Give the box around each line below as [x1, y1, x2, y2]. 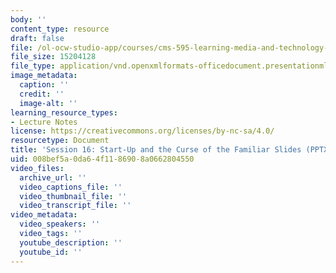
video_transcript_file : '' [19, 201, 132, 211]
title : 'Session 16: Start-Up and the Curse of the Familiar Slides [10, 145, 302, 155]
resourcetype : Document [10, 136, 110, 146]
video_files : [10, 163, 65, 173]
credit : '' [19, 89, 65, 99]
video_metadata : [10, 210, 78, 220]
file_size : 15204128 [10, 52, 97, 62]
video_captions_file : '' [19, 182, 123, 192]
